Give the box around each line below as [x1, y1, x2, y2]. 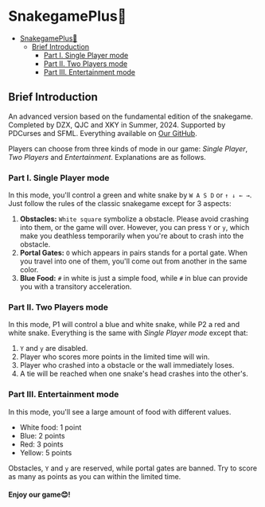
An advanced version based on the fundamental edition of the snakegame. [8, 111, 253, 121]
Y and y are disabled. [19, 344, 88, 353]
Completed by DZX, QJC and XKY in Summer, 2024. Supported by [8, 119, 226, 130]
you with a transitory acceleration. [19, 282, 132, 291]
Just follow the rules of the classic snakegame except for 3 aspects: [8, 199, 232, 209]
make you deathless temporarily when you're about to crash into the [19, 231, 244, 241]
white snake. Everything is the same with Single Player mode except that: [8, 328, 248, 337]
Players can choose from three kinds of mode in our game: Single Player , [8, 143, 248, 154]
